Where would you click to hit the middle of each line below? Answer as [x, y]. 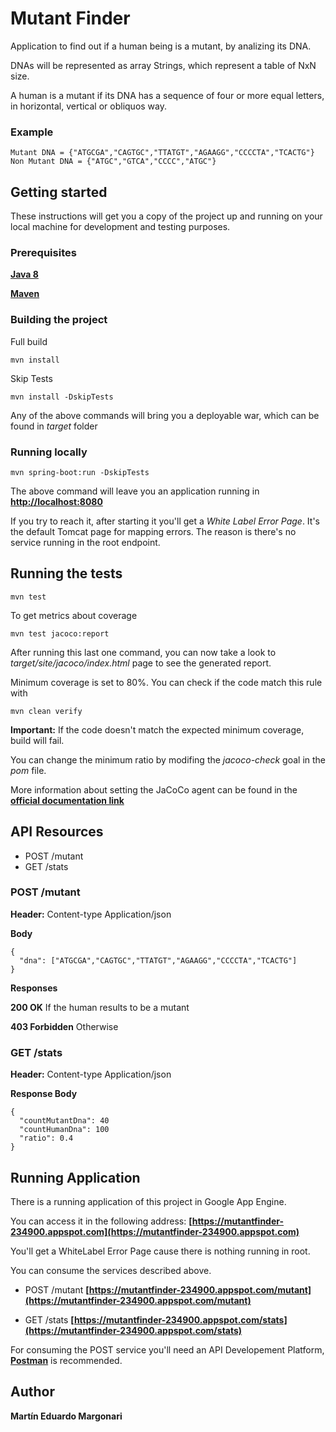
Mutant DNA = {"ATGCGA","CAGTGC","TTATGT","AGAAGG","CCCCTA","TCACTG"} [162, 153]
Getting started [59, 192]
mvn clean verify [46, 711]
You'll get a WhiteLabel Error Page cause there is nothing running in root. [160, 1251]
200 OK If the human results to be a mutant [100, 1007]
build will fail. [37, 740]
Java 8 [24, 274]
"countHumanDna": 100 [64, 1130]
